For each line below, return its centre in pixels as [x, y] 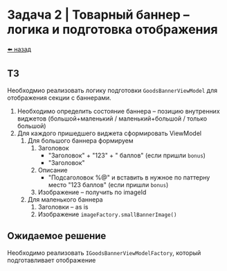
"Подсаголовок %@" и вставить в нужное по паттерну [129, 177]
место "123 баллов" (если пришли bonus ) [108, 184]
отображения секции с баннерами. [60, 98]
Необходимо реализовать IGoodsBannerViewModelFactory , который [104, 252]
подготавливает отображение [52, 260]
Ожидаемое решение [57, 236]
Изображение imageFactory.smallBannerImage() [107, 214]
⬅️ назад [19, 49]
